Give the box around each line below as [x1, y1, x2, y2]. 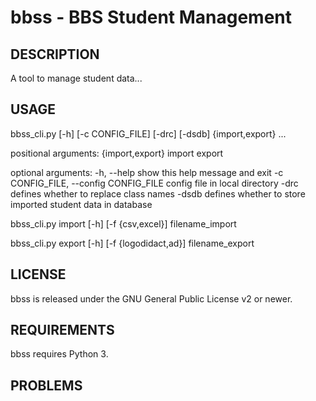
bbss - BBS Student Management [10, 6, 293, 29]
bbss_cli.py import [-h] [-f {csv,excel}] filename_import [10, 217, 237, 230]
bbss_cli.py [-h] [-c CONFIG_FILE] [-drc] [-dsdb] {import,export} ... [10, 127, 287, 140]
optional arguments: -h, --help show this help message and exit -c [10, 166, 284, 178]
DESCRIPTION [10, 46, 100, 63]
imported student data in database [10, 198, 153, 210]
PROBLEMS [10, 377, 83, 394]
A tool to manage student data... [10, 72, 143, 84]
